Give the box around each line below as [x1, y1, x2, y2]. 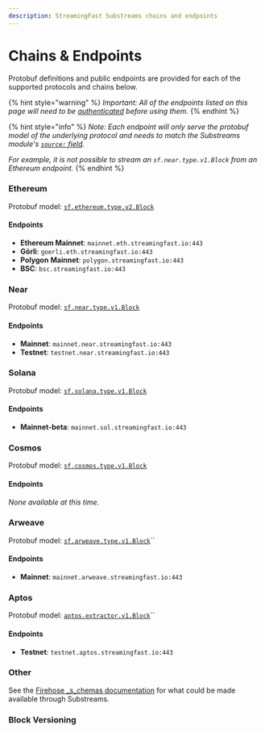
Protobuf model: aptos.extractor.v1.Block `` [8, 610, 155, 620]
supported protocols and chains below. [8, 82, 139, 91]
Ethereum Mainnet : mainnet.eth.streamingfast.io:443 [19, 238, 203, 248]
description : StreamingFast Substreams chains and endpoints [8, 11, 218, 20]
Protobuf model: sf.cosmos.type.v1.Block [8, 461, 147, 471]
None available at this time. [8, 497, 100, 507]
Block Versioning [8, 714, 77, 725]
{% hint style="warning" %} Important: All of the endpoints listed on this [8, 98, 248, 107]
